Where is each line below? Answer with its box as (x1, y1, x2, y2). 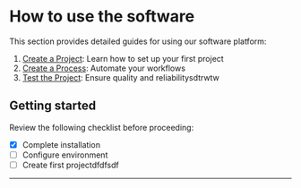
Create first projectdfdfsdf (21, 159, 119, 170)
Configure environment (21, 150, 108, 160)
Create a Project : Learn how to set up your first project (21, 53, 224, 64)
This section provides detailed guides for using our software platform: (9, 36, 267, 47)
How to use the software (9, 6, 195, 27)
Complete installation (21, 139, 101, 150)
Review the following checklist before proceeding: (9, 122, 194, 132)
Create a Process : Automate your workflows (21, 63, 186, 73)
